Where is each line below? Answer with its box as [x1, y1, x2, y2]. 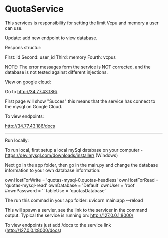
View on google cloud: [5, 79, 51, 85]
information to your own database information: [5, 167, 101, 173]
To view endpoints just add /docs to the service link [5, 222, 111, 228]
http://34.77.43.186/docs [5, 123, 56, 129]
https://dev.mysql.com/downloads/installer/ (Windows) [5, 152, 118, 158]
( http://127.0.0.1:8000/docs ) [5, 227, 62, 233]
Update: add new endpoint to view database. [5, 35, 98, 41]
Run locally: [5, 137, 29, 143]
